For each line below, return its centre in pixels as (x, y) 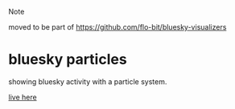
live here (23, 97)
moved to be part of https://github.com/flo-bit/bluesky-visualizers (117, 27)
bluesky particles (68, 60)
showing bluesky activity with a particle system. (88, 81)
